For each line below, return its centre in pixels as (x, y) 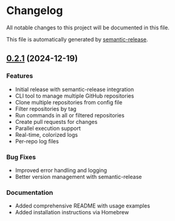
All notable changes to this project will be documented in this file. (88, 27)
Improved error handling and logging (61, 170)
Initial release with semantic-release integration (74, 89)
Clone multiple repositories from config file (69, 102)
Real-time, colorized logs (46, 134)
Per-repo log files (37, 141)
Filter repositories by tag (46, 109)
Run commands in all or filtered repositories (70, 115)
